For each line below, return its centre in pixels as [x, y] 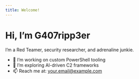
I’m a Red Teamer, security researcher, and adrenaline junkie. [70, 50]
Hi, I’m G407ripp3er [48, 35]
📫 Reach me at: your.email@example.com [57, 71]
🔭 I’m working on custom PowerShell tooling [59, 60]
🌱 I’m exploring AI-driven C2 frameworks [56, 65]
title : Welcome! [22, 10]
